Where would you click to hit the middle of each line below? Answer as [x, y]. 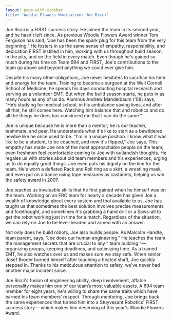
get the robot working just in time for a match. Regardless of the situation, [83, 217]
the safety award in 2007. [32, 180]
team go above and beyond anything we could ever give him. [70, 68]
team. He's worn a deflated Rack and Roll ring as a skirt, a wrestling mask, [84, 169]
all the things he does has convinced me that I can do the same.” [74, 115]
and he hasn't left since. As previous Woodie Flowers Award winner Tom [82, 35]
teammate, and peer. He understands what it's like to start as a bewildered [84, 131]
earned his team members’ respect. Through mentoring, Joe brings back [82, 296]
